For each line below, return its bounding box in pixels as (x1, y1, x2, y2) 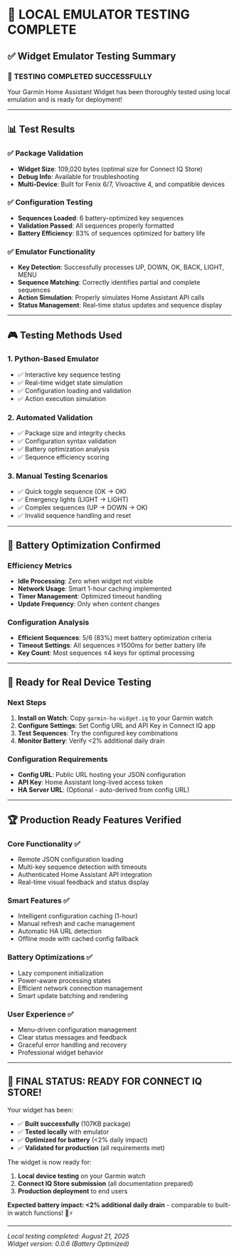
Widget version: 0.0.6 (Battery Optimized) (7, 1239, 129, 1248)
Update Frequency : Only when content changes (17, 599, 160, 609)
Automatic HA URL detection (17, 927, 102, 935)
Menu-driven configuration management (17, 1025, 137, 1034)
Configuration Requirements (7, 754, 108, 764)
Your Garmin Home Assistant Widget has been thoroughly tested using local (7, 87, 230, 96)
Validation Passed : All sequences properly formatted (17, 221, 174, 230)
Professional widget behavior (17, 1048, 104, 1057)
